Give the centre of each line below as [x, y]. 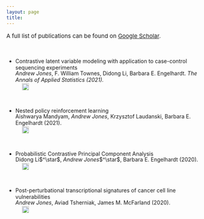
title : [15, 18]
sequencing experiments [46, 67]
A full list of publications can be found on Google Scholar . [84, 36]
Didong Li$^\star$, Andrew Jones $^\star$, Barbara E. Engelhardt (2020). [107, 159]
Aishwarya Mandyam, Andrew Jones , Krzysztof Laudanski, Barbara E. [103, 116]
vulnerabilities [33, 196]
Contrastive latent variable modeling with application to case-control [101, 61]
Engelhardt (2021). [38, 123]
